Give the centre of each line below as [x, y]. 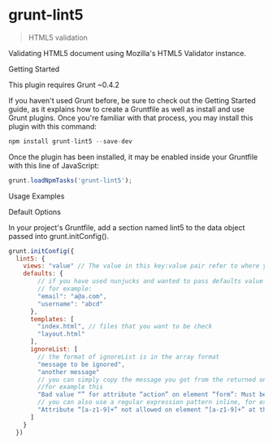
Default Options [35, 211]
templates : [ [52, 319]
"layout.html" [61, 334]
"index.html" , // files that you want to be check [125, 327]
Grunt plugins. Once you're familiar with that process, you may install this [131, 118]
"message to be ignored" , [82, 364]
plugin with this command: [53, 126]
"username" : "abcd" [71, 304]
